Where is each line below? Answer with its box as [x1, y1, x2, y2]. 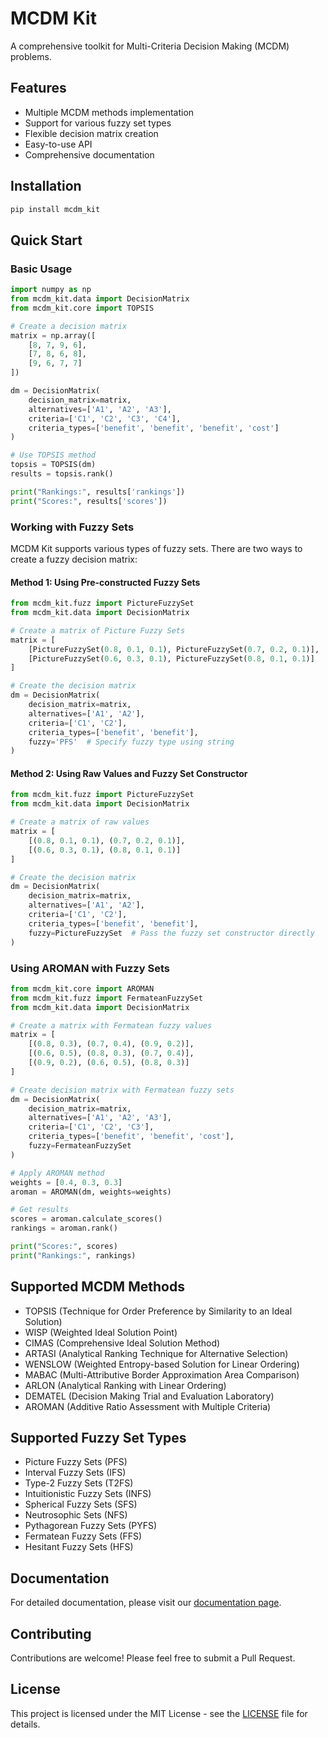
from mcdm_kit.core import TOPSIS [10, 303, 155, 313]
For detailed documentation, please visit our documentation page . [10, 1597, 282, 1609]
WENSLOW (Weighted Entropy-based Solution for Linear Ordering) [24, 1358, 300, 1370]
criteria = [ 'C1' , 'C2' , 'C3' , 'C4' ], [28, 413, 182, 424]
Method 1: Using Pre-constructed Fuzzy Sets [10, 576, 201, 588]
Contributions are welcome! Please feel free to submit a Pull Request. [10, 1652, 296, 1664]
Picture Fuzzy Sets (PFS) [24, 1456, 128, 1468]
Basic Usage [10, 262, 73, 276]
